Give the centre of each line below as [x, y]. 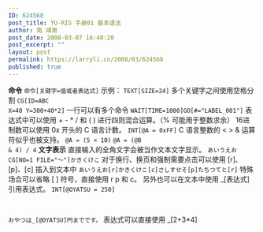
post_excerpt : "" [37, 45]
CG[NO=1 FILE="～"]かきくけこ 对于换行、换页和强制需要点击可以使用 [117, 159]
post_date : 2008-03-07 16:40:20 [61, 37]
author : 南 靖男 [33, 30]
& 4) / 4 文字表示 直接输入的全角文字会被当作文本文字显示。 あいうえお [123, 149]
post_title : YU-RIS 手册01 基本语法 [65, 23]
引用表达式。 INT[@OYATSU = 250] [62, 189]
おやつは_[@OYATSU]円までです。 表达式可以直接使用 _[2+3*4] [103, 219]
